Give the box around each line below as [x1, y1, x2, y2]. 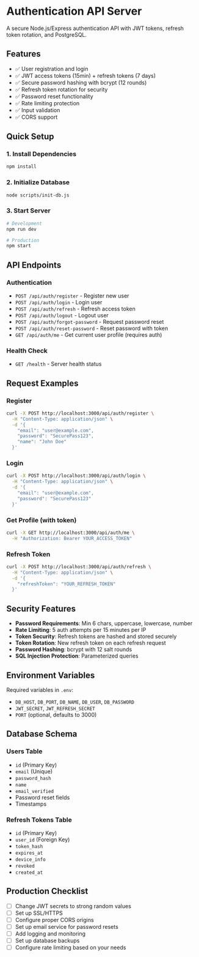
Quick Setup [6, 132, 54, 142]
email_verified [15, 788, 54, 794]
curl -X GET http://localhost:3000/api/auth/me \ [6, 530, 136, 536]
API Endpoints [6, 260, 62, 270]
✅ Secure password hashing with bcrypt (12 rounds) [15, 78, 147, 86]
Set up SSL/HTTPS [15, 909, 63, 917]
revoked [15, 863, 35, 869]
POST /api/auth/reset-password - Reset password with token [15, 325, 168, 332]
